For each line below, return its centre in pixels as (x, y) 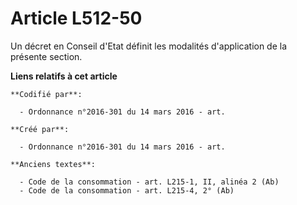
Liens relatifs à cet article (64, 76)
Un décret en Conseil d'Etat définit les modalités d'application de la (149, 46)
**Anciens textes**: (53, 164)
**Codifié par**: (46, 94)
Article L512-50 (76, 18)
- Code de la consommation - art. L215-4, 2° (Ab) (127, 190)
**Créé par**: (40, 129)
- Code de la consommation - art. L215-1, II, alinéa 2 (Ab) (149, 182)
